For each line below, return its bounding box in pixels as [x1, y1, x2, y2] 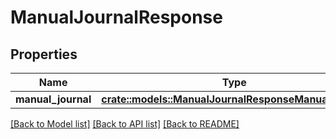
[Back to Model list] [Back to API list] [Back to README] [10, 118, 240, 130]
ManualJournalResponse [10, 6, 223, 29]
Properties [10, 46, 78, 63]
